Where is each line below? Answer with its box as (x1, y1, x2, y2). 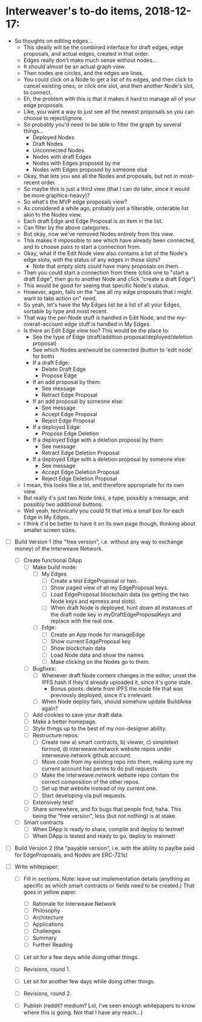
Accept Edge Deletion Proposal (41, 468, 120, 476)
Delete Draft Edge (41, 365, 86, 373)
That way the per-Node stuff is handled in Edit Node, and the (23, 314, 176, 321)
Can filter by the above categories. (23, 224, 110, 231)
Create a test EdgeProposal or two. (50, 577, 138, 585)
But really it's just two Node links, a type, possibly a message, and (23, 494, 189, 501)
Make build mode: (32, 563, 77, 571)
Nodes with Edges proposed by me (32, 159, 120, 167)
